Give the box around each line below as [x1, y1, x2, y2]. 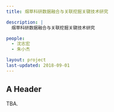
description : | [6, 19, 44, 25]
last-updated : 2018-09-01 [6, 62, 70, 68]
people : [6, 35, 25, 41]
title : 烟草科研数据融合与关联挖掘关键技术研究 [6, 8, 109, 15]
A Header [6, 84, 42, 94]
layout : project [6, 57, 46, 63]
